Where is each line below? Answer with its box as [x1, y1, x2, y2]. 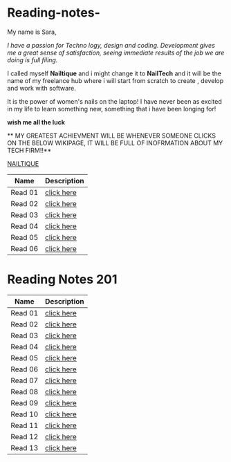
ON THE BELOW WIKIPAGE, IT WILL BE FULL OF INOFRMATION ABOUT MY [7, 138, 223, 147]
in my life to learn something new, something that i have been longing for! [7, 104, 216, 113]
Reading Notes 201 [7, 272, 118, 288]
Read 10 [10, 409, 39, 419]
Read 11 [10, 421, 39, 430]
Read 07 [10, 376, 39, 385]
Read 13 [10, 443, 39, 452]
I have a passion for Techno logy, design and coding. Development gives [7, 41, 216, 49]
